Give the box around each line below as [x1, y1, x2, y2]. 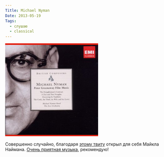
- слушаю [9, 24, 28, 29]
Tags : [5, 18, 16, 23]
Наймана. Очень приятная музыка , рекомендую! [5, 147, 109, 153]
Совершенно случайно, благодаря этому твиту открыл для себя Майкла [5, 141, 160, 147]
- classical [9, 29, 35, 34]
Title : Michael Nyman [5, 8, 50, 13]
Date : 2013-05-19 [5, 13, 41, 18]
